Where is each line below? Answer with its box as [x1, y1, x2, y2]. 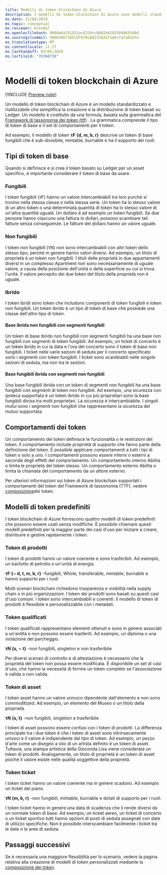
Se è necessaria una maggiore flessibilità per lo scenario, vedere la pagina [5, 854, 158, 860]
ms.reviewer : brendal [5, 26, 50, 31]
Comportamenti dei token [5, 423, 86, 431]
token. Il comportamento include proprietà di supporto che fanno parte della [5, 442, 161, 448]
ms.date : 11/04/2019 [5, 16, 48, 21]
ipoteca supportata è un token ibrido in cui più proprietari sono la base [5, 392, 150, 399]
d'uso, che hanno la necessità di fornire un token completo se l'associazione [5, 666, 162, 672]
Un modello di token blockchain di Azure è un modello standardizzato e [5, 101, 151, 107]
